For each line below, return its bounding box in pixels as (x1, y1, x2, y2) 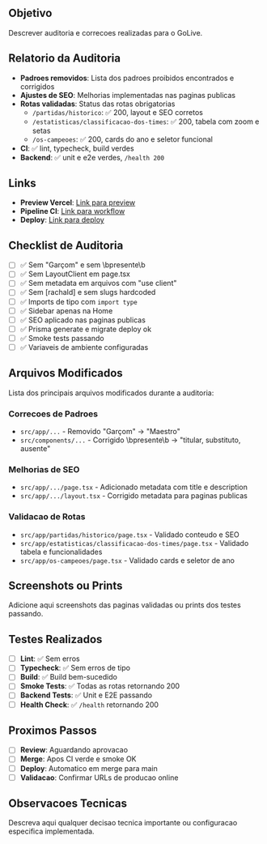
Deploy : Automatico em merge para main (19, 763, 158, 773)
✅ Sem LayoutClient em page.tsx (19, 269, 131, 279)
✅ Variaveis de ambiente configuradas (19, 342, 149, 352)
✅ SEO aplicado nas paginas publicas (19, 315, 146, 325)
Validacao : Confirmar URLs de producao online (19, 773, 179, 782)
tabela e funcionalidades (19, 547, 103, 556)
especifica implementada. (8, 826, 95, 837)
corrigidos (19, 81, 55, 92)
